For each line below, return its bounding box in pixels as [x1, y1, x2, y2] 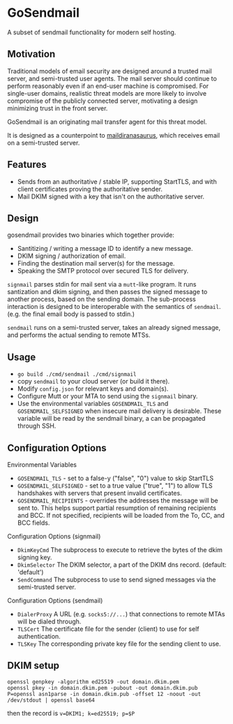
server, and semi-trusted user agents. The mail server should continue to [7, 74, 218, 82]
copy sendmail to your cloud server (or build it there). [17, 377, 170, 386]
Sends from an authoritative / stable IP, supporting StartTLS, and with [17, 177, 218, 186]
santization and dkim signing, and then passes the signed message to [7, 288, 208, 296]
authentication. [17, 632, 61, 640]
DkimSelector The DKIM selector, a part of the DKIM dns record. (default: [17, 560, 227, 569]
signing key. [17, 553, 52, 561]
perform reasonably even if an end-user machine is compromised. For [7, 82, 209, 90]
